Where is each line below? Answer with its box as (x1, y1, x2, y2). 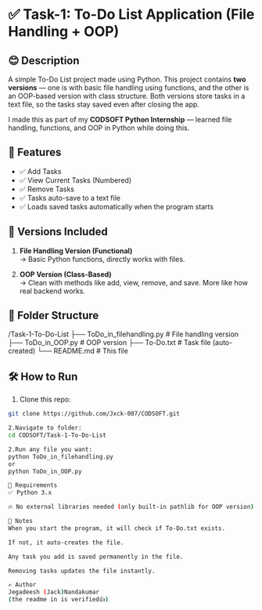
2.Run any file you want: (8, 445, 92, 453)
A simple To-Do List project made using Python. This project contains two (8, 74, 246, 84)
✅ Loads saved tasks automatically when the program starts (19, 202, 214, 211)
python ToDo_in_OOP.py (8, 467, 82, 475)
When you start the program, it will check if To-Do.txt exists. (8, 524, 225, 532)
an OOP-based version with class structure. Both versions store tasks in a (8, 92, 246, 100)
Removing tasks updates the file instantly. (8, 567, 156, 575)
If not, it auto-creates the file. (8, 539, 124, 546)
